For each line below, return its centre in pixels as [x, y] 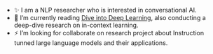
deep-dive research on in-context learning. [76, 25]
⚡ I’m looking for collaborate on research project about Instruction [109, 33]
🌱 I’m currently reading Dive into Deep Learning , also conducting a [110, 18]
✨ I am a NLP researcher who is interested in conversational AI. [105, 10]
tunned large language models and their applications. [91, 43]
